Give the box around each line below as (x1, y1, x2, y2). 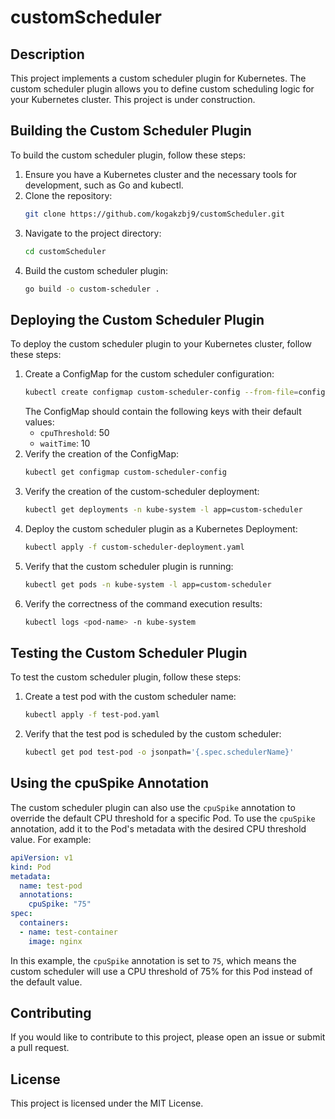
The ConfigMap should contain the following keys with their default (24, 406, 302, 418)
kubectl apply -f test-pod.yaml (24, 710, 160, 720)
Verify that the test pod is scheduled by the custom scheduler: (24, 728, 282, 740)
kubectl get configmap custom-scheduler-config (24, 467, 227, 478)
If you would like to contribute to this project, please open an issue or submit (10, 1031, 326, 1043)
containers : (19, 918, 70, 928)
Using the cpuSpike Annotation (10, 775, 209, 792)
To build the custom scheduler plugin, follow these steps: (10, 149, 246, 161)
